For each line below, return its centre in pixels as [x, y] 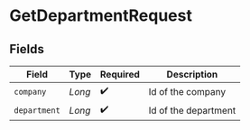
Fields [27, 49]
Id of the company [187, 91]
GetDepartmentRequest [101, 16]
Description [192, 74]
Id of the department [192, 110]
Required [120, 74]
